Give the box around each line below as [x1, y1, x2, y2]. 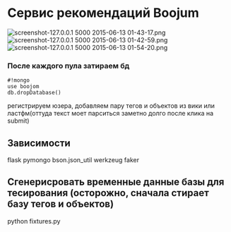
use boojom [7, 83, 40, 90]
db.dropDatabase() [7, 90, 61, 97]
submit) [7, 116, 30, 125]
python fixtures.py [7, 216, 61, 225]
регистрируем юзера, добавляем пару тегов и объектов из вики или [7, 102, 215, 110]
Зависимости [7, 137, 71, 149]
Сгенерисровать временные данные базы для [7, 176, 225, 188]
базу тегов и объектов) [7, 198, 114, 210]
